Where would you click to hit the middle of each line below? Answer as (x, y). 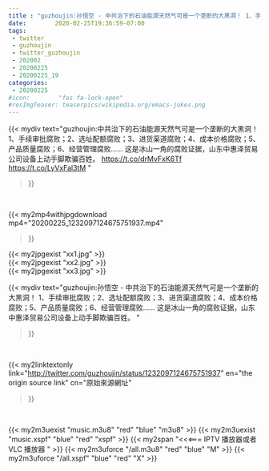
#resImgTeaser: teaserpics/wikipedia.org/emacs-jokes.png (107, 105)
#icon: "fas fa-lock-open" (66, 98)
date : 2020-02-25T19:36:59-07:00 (77, 23)
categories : (28, 83)
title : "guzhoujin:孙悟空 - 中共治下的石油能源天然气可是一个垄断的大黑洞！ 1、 (132, 16)
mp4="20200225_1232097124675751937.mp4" (86, 223)
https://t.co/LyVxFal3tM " (50, 168)
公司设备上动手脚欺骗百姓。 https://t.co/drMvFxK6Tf (95, 159)
